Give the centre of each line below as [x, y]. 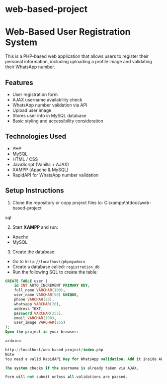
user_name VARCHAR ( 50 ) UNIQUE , [46, 295]
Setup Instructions [35, 191]
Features [19, 82]
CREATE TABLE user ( [27, 281]
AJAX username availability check [47, 99]
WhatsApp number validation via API [50, 105]
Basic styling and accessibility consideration [58, 121]
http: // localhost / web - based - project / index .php [54, 350]
